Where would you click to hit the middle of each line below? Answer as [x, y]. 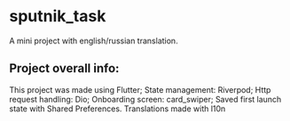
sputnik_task [58, 16]
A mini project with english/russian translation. [94, 41]
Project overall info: [64, 68]
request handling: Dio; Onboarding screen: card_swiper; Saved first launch [145, 99]
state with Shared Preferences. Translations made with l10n [118, 109]
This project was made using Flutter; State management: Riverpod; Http [140, 89]
